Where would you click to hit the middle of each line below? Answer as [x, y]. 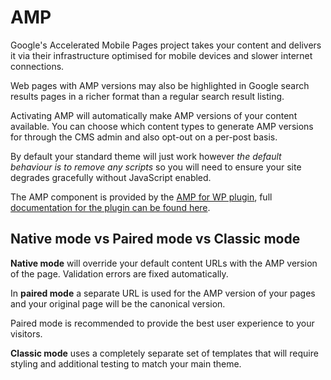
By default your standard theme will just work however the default [146, 156]
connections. [37, 66]
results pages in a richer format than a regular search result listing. [147, 96]
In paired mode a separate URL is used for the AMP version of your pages [163, 293]
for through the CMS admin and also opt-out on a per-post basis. [144, 137]
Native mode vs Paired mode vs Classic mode [155, 239]
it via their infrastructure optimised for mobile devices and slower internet [161, 55]
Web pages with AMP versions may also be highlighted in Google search [160, 85]
